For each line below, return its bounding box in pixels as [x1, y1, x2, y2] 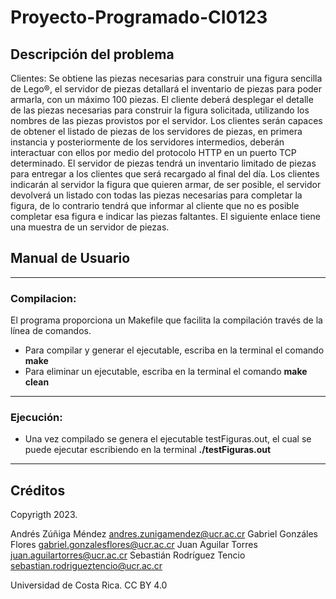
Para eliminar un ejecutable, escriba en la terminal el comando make [24, 366, 308, 378]
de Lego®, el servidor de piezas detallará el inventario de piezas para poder [10, 83, 323, 95]
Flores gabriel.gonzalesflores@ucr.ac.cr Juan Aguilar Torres [10, 539, 258, 551]
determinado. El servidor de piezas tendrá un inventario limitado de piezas [10, 157, 317, 169]
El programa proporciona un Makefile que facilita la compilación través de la [10, 314, 323, 326]
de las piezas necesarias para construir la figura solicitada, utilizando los [10, 104, 310, 116]
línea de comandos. [10, 325, 92, 337]
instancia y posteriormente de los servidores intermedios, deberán [10, 136, 285, 148]
